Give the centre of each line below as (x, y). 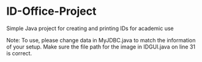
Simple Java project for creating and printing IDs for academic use (90, 28)
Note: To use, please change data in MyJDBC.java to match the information (101, 40)
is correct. (19, 53)
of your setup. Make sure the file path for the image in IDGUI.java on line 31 (101, 47)
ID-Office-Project (51, 11)
